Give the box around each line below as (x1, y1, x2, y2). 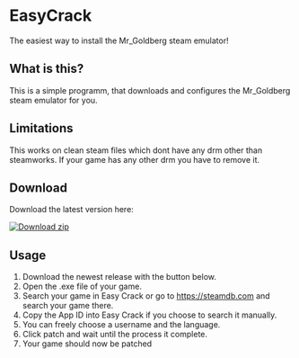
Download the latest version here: (9, 204, 135, 215)
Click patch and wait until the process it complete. (22, 329, 208, 340)
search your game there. (22, 300, 114, 311)
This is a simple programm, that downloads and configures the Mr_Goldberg (9, 85, 291, 95)
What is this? (9, 61, 84, 76)
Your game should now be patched (22, 338, 153, 349)
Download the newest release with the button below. (22, 272, 217, 282)
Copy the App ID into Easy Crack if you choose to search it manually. (22, 309, 277, 320)
